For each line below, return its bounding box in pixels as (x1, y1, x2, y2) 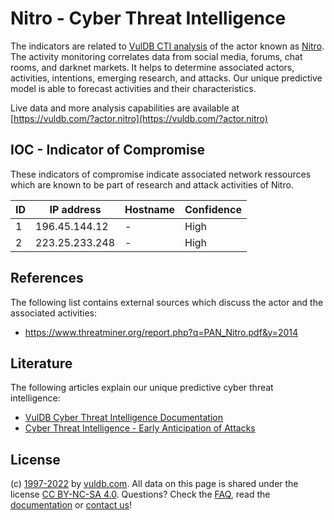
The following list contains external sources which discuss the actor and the (10, 296, 324, 308)
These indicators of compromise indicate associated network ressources (10, 168, 312, 180)
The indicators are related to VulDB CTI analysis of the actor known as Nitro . (10, 40, 325, 52)
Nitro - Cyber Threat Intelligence (10, 7, 287, 30)
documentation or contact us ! (10, 499, 133, 511)
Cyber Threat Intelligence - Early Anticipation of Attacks (24, 422, 256, 434)
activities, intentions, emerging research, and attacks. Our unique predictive (10, 72, 323, 84)
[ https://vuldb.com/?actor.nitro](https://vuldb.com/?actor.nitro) (10, 112, 268, 124)
